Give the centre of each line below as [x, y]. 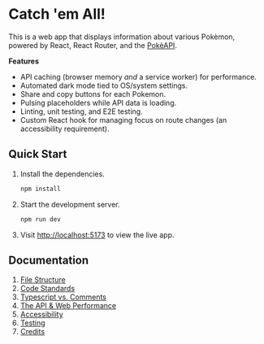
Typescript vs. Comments [63, 297]
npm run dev [40, 219]
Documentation [49, 260]
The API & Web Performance [68, 306]
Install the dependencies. [63, 174]
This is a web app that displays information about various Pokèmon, [122, 37]
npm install [40, 189]
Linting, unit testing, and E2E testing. [82, 111]
